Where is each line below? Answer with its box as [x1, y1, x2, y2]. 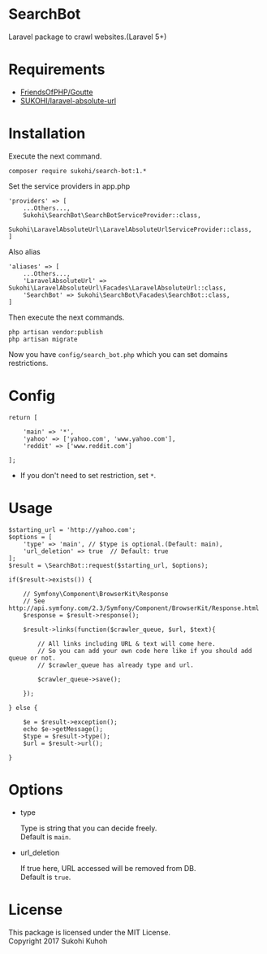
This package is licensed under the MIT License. [8, 927, 170, 937]
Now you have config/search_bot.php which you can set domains [8, 349, 229, 359]
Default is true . [19, 872, 71, 882]
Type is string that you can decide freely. [19, 823, 157, 833]
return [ [8, 413, 38, 421]
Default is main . [19, 831, 71, 842]
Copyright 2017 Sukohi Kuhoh [8, 936, 108, 946]
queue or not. [8, 654, 57, 662]
